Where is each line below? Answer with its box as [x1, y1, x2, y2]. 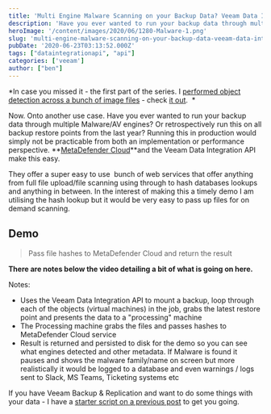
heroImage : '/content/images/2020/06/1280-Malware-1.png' [8, 27, 207, 35]
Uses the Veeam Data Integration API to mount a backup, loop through [19, 295, 254, 305]
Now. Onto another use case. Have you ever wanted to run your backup [8, 111, 247, 120]
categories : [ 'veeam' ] [8, 57, 85, 65]
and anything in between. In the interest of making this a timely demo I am [8, 186, 254, 196]
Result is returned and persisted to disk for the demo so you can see [19, 338, 248, 348]
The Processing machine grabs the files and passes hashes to [19, 320, 227, 331]
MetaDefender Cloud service [19, 329, 117, 339]
